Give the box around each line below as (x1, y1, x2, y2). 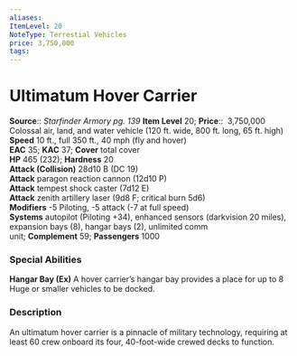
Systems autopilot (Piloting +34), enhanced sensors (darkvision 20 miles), (9, 211, 287, 222)
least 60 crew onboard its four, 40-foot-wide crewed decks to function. (9, 336, 275, 347)
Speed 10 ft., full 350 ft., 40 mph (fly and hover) (9, 135, 187, 145)
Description (9, 306, 62, 319)
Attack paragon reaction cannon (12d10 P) (9, 173, 167, 184)
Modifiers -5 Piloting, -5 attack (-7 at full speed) (9, 202, 190, 213)
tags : (9, 47, 30, 56)
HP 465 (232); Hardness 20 (9, 155, 115, 165)
